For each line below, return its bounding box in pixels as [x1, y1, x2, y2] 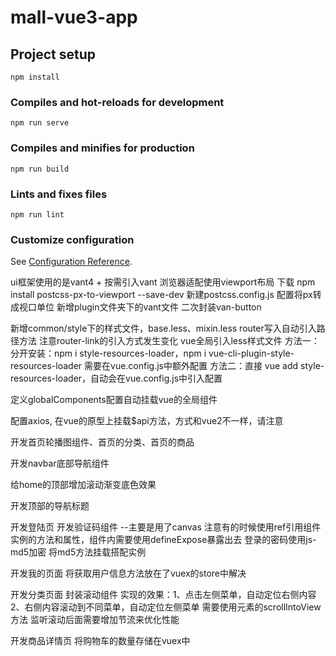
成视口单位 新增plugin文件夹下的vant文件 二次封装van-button [10, 301, 262, 313]
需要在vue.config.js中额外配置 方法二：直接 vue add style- [84, 360, 325, 372]
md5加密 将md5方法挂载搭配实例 [10, 546, 147, 558]
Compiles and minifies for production [10, 141, 195, 155]
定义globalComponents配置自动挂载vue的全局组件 [10, 394, 218, 406]
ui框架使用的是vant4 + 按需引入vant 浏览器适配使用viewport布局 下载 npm [10, 276, 316, 288]
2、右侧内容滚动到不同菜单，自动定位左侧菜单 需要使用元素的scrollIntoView [10, 601, 322, 613]
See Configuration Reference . [10, 256, 133, 268]
